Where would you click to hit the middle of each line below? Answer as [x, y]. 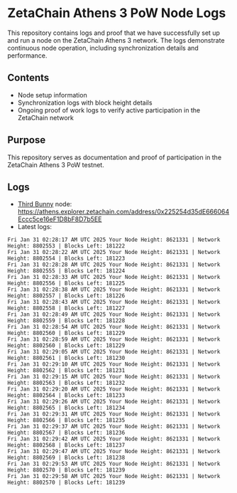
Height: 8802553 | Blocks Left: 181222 [66, 246]
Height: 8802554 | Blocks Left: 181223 [66, 259]
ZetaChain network [46, 117]
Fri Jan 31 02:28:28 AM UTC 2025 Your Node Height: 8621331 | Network [114, 265]
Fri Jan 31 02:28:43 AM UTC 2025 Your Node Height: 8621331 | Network [114, 302]
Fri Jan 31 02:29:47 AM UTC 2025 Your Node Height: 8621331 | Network [114, 452]
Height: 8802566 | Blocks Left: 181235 [66, 420]
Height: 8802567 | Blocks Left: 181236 [66, 433]
